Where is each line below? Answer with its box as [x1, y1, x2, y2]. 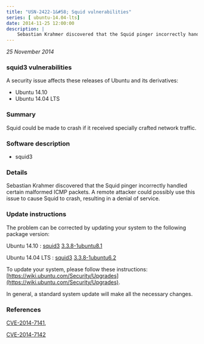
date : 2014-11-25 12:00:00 [6, 20, 75, 26]
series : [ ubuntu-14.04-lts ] [6, 15, 80, 21]
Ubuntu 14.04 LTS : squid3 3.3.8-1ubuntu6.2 [6, 254, 117, 261]
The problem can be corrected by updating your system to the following [6, 224, 186, 231]
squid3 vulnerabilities [6, 63, 72, 72]
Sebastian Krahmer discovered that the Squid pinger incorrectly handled [6, 182, 188, 189]
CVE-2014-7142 [6, 331, 46, 338]
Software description [6, 139, 70, 147]
